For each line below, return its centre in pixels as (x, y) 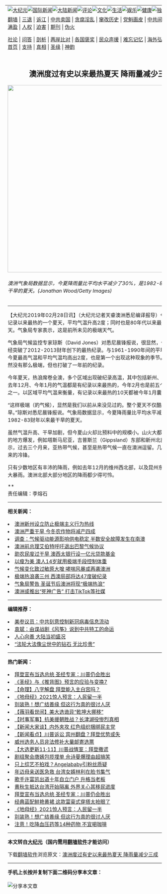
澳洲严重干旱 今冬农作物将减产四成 (55, 531)
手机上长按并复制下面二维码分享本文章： (55, 873)
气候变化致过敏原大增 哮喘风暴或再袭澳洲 (63, 569)
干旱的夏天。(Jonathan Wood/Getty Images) (60, 291)
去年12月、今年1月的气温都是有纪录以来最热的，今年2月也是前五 (84, 385)
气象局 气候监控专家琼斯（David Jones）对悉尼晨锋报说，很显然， (84, 343)
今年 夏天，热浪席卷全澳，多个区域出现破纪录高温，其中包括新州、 (85, 378)
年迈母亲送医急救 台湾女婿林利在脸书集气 (63, 772)
